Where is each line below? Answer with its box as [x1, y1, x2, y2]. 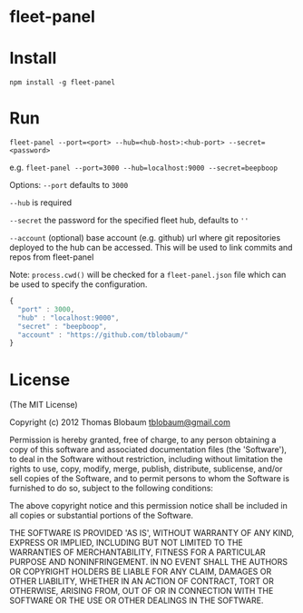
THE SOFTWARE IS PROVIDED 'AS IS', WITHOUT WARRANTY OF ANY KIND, [9, 528, 295, 539]
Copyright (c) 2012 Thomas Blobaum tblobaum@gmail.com [9, 417, 231, 428]
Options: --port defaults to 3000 [9, 180, 129, 191]
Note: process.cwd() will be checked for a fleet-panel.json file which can [9, 270, 287, 281]
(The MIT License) [9, 400, 79, 410]
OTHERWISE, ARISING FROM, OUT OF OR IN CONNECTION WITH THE [9, 586, 274, 597]
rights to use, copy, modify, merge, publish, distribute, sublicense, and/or [9, 463, 283, 474]
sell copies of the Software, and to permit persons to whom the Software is [9, 473, 290, 484]
